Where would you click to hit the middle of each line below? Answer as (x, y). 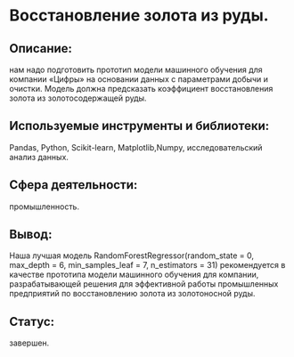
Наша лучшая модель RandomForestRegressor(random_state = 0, (132, 256)
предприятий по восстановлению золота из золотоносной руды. (132, 294)
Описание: (41, 49)
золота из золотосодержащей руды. (78, 98)
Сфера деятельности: (73, 185)
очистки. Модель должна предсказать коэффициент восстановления (141, 89)
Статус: (32, 321)
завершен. (29, 343)
